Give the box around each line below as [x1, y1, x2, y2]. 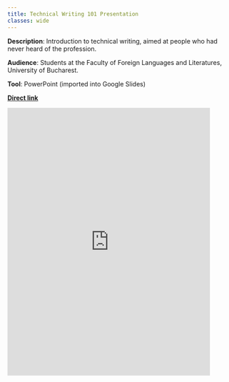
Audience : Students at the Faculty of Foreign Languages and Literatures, [7, 58, 223, 66]
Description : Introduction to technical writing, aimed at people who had [7, 36, 218, 45]
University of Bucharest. [7, 66, 78, 74]
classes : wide [7, 17, 50, 24]
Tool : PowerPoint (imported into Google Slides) [7, 79, 146, 88]
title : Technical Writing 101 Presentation [7, 10, 139, 18]
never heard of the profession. [7, 44, 97, 53]
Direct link [7, 94, 39, 102]
